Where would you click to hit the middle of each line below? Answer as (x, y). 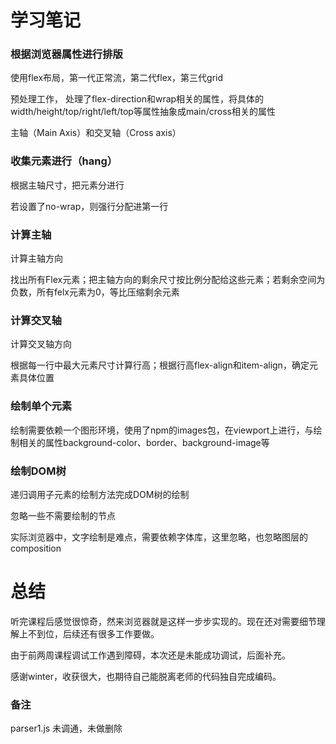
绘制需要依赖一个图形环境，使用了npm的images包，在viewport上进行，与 (162, 430)
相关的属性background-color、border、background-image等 (144, 442)
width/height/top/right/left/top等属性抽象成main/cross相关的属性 (143, 112)
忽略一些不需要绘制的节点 (63, 515)
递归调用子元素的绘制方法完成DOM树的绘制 (100, 494)
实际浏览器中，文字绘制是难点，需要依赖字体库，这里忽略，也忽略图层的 (159, 537)
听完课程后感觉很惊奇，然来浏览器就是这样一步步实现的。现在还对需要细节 (163, 621)
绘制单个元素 (41, 406)
